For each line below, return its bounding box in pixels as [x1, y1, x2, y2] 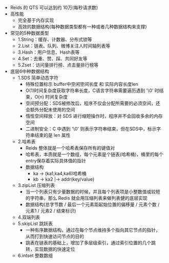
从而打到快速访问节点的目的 [25, 233, 84, 239]
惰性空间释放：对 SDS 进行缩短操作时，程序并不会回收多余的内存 [25, 113, 163, 119]
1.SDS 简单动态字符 [17, 75, 59, 81]
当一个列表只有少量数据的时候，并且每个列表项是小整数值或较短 [25, 188, 160, 195]
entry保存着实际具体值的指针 [25, 158, 86, 163]
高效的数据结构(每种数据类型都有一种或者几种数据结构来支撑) [17, 23, 147, 30]
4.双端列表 [17, 214, 40, 220]
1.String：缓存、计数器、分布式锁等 [17, 36, 92, 42]
